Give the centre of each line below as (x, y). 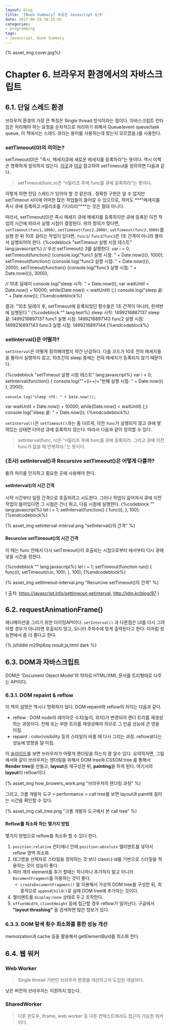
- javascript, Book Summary (35, 38)
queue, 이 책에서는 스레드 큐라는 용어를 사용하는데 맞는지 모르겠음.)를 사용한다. (83, 133)
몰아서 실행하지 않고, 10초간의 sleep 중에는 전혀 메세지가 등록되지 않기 (80, 358)
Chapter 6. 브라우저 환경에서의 (67, 75)
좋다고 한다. (45, 635)
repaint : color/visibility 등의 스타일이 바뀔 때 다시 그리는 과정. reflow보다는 (87, 737)
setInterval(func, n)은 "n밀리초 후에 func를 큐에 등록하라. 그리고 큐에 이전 (91, 440)
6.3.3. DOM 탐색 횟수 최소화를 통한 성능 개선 (56, 924)
